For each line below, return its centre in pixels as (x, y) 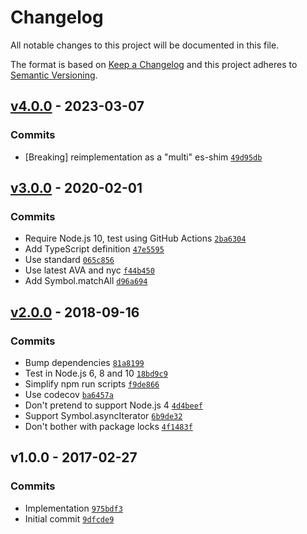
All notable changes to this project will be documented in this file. (145, 45)
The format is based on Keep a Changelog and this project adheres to (154, 64)
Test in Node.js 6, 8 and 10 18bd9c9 (96, 373)
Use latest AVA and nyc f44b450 (89, 270)
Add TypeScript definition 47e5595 (94, 249)
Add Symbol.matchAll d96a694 (86, 281)
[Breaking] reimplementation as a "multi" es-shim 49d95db (143, 157)
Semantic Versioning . (54, 75)
